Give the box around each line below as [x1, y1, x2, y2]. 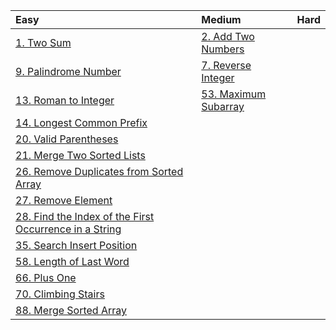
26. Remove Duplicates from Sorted [15, 165, 184, 178]
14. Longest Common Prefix [15, 116, 148, 129]
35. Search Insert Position [15, 239, 138, 252]
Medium [201, 13, 242, 26]
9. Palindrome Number [15, 65, 122, 78]
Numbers [201, 42, 245, 56]
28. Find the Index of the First [15, 210, 155, 223]
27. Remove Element [15, 194, 113, 207]
